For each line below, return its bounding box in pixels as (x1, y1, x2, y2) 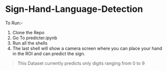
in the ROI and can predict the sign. (12, 51, 85, 57)
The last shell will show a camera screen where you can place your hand (12, 45, 162, 51)
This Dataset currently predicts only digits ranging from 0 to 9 (17, 60, 145, 66)
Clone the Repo (12, 29, 45, 35)
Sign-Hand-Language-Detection (5, 3, 143, 15)
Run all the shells (12, 40, 47, 46)
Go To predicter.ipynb (12, 35, 57, 41)
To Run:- (5, 20, 23, 26)
